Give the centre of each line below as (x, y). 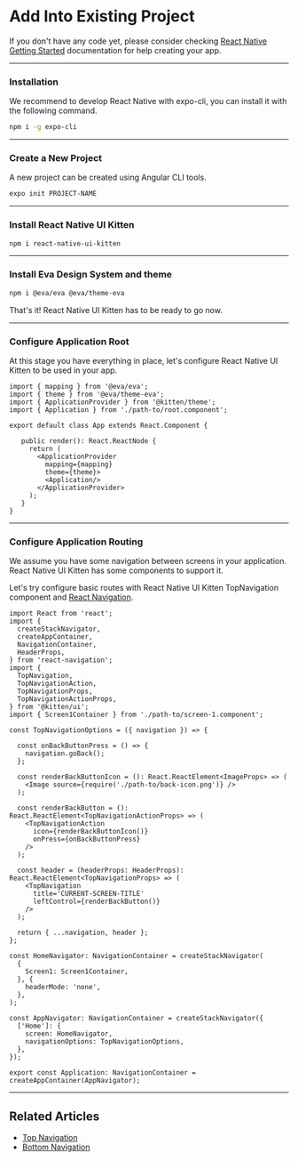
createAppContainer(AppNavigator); (75, 1081)
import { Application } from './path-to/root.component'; (118, 410)
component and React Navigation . (71, 597)
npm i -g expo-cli (43, 127)
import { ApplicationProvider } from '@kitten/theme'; (113, 402)
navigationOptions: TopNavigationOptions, (105, 1042)
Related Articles (55, 1116)
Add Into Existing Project (102, 16)
